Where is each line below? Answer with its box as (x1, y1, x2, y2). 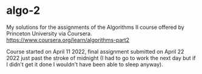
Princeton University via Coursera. (6, 29, 92, 37)
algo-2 (6, 4, 41, 17)
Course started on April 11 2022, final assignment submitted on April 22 (6, 48, 184, 55)
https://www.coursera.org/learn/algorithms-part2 (6, 36, 130, 43)
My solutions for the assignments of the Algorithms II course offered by (6, 23, 185, 31)
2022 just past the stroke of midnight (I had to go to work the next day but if (6, 54, 196, 61)
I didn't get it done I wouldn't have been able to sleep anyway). (6, 61, 164, 68)
